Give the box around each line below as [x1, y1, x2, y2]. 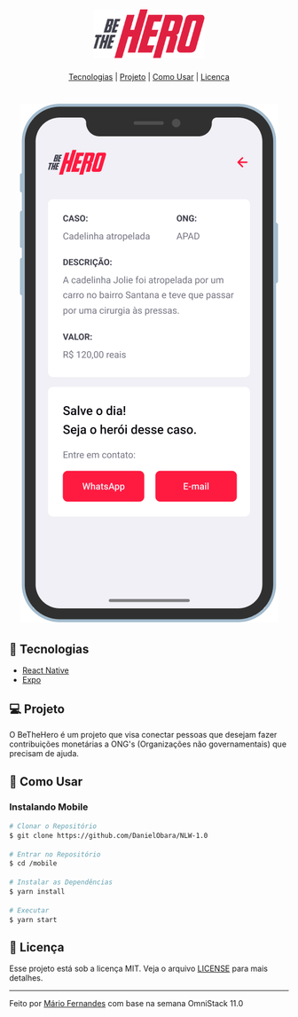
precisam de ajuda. [9, 748, 80, 759]
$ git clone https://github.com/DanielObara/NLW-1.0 [9, 831, 208, 840]
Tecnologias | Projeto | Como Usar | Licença [67, 72, 231, 82]
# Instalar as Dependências [9, 878, 114, 887]
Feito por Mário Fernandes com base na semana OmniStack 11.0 [9, 998, 244, 1009]
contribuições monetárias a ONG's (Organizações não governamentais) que [9, 739, 286, 749]
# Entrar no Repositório [9, 849, 101, 859]
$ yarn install [9, 888, 66, 896]
